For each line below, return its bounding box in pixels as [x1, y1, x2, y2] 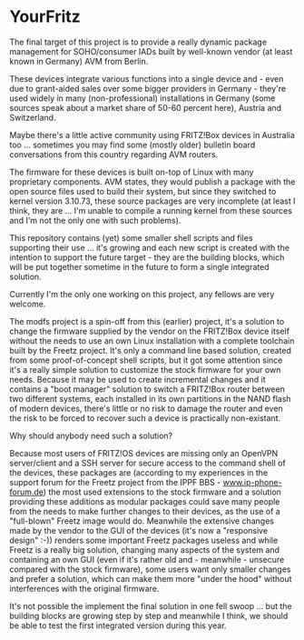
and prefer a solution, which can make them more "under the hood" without [9, 573, 292, 584]
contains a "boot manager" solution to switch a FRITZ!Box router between [9, 384, 286, 395]
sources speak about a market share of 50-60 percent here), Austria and [9, 102, 282, 113]
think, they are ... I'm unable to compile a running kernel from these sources [9, 205, 293, 215]
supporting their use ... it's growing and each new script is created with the [9, 242, 290, 253]
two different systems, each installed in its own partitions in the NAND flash [9, 393, 292, 404]
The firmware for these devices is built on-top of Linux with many [9, 166, 254, 177]
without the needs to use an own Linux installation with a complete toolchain [9, 335, 295, 346]
